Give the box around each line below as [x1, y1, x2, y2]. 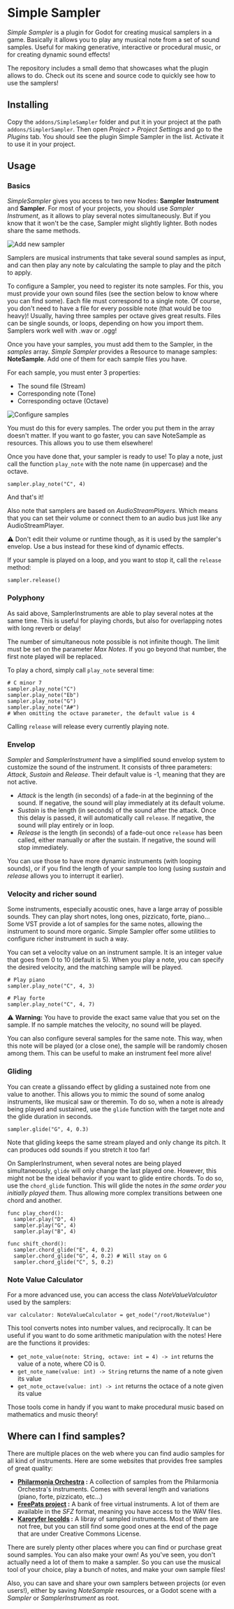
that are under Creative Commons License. [17, 1529, 142, 1538]
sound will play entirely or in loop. [17, 821, 115, 830]
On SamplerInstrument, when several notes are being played [7, 1159, 182, 1167]
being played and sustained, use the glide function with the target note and [7, 1104, 225, 1113]
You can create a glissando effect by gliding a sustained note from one [7, 1082, 211, 1091]
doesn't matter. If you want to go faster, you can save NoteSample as [7, 431, 206, 440]
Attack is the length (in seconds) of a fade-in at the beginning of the [17, 791, 214, 800]
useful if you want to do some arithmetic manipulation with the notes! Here [7, 1331, 222, 1339]
